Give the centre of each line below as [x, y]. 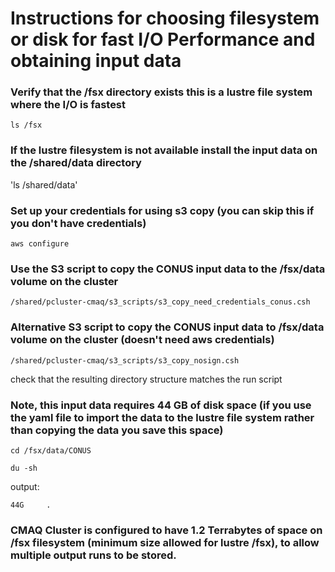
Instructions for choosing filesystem [165, 18]
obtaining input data [96, 61]
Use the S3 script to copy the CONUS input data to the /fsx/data [168, 269]
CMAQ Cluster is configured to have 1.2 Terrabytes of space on [166, 530]
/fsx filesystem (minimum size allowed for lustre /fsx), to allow [165, 542]
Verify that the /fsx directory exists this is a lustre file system [161, 92]
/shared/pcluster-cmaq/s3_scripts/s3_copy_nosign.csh [125, 360]
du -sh [24, 468]
